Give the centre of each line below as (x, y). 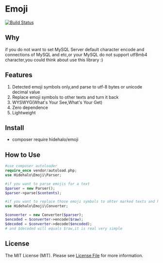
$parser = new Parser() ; (30, 188)
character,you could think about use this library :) (54, 60)
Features (19, 75)
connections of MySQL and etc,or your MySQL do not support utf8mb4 (76, 54)
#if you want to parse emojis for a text (48, 184)
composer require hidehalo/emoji (45, 140)
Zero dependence (30, 107)
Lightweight (24, 112)
